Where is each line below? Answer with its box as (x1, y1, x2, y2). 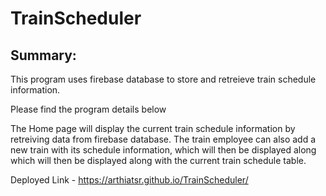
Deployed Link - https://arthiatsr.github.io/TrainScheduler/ (10, 174, 249, 186)
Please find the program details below (10, 103, 167, 115)
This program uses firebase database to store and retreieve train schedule (10, 73, 317, 85)
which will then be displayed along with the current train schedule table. (10, 155, 307, 166)
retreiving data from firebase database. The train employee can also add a (10, 133, 317, 145)
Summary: (10, 47, 77, 64)
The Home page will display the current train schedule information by (10, 123, 296, 134)
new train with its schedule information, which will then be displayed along (10, 144, 317, 156)
